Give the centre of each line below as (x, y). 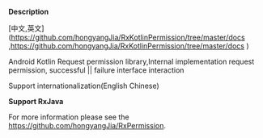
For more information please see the (69, 117)
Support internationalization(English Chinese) (84, 86)
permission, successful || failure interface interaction (96, 70)
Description (29, 12)
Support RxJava (36, 101)
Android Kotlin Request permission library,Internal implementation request (131, 61)
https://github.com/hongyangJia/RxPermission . (87, 125)
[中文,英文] (26, 28)
